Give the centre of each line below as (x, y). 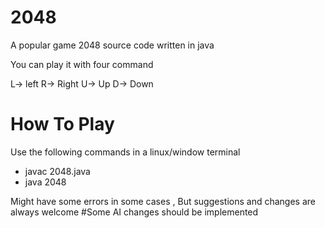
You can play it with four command (82, 64)
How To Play (62, 124)
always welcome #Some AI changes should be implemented (134, 212)
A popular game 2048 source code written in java (112, 45)
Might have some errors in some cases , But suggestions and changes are (163, 201)
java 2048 (45, 182)
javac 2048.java (57, 171)
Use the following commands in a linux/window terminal (125, 152)
